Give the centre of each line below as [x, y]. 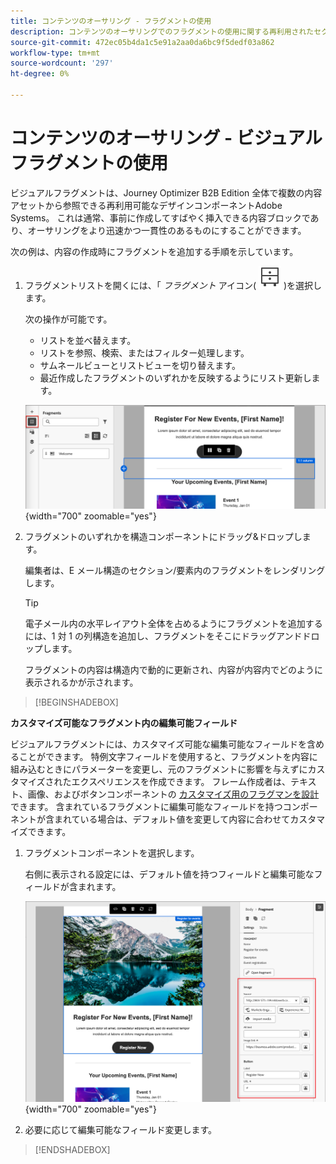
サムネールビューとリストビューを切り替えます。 [140, 365]
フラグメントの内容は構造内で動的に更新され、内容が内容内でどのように [173, 669]
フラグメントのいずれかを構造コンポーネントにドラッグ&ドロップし [163, 536]
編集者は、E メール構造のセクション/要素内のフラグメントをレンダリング [175, 570]
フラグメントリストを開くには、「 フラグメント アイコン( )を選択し [173, 285]
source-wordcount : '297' [62, 63]
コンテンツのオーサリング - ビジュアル [166, 138]
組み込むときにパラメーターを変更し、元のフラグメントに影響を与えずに [159, 769]
